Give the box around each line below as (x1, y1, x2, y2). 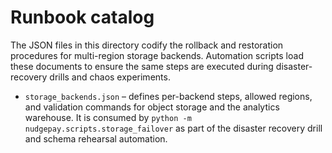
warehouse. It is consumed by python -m (24, 111, 192, 123)
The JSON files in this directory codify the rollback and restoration (10, 39, 284, 51)
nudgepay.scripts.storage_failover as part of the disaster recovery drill (24, 122, 323, 134)
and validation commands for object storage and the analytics (24, 101, 280, 113)
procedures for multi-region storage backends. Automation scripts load (10, 49, 304, 61)
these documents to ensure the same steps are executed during (10, 60, 274, 72)
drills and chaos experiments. (49, 71, 171, 83)
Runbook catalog (10, 6, 155, 29)
